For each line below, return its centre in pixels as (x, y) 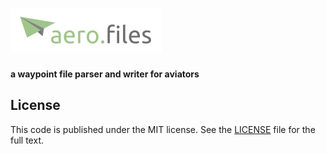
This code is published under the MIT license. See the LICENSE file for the (163, 129)
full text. (27, 140)
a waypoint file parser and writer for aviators (105, 74)
